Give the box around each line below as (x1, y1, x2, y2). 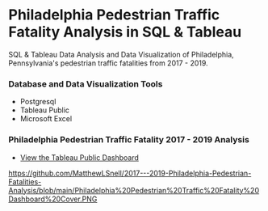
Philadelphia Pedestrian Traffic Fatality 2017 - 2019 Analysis (8, 134, 250, 146)
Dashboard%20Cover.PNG (8, 194, 98, 204)
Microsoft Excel (19, 114, 73, 124)
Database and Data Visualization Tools (8, 78, 163, 90)
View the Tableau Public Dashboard (19, 152, 140, 162)
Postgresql (19, 97, 57, 107)
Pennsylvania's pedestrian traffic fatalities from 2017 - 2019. (8, 58, 208, 68)
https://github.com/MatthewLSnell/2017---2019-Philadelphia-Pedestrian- (8, 168, 252, 178)
